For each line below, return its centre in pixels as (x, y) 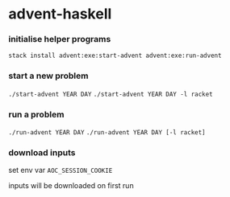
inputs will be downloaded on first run (71, 186)
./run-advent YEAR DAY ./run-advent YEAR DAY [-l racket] (107, 133)
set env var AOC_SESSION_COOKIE (61, 170)
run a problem (36, 114)
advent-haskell (60, 14)
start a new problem (48, 76)
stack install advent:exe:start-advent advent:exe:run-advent (115, 56)
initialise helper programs (60, 39)
